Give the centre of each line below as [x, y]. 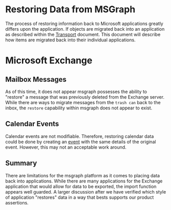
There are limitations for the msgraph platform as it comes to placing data [82, 175]
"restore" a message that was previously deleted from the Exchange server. [85, 97]
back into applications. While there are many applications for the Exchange [84, 181]
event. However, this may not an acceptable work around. [66, 147]
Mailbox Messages [36, 79]
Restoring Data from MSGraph [70, 9]
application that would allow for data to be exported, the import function [81, 186]
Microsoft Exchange [49, 61]
